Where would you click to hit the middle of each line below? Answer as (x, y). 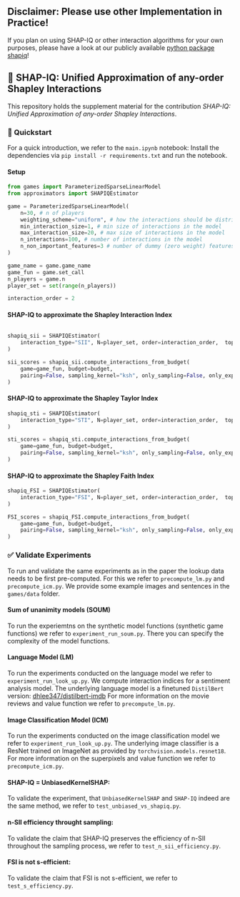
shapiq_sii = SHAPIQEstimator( (54, 336)
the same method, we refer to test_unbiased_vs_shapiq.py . (94, 806)
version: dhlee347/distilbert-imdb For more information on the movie (108, 696)
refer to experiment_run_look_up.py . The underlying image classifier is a (113, 743)
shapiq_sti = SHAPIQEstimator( (54, 414)
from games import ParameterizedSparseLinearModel (84, 187)
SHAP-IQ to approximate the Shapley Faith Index (81, 476)
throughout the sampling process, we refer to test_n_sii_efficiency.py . (114, 846)
